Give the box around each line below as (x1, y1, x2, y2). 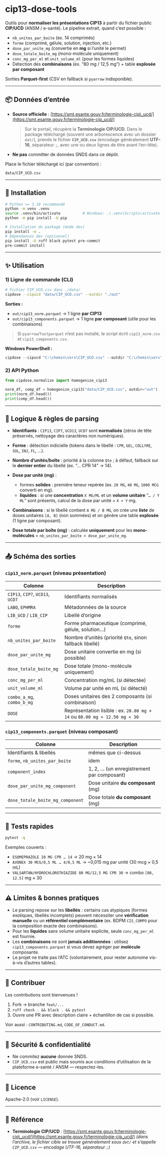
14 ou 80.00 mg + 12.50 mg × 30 (64, 713, 139, 720)
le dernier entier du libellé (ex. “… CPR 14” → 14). (12, 463, 113, 469)
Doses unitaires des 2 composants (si (64, 693, 152, 700)
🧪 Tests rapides (5, 822, 54, 831)
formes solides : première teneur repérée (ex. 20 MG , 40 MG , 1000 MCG (19, 482, 159, 488)
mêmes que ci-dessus (88, 749, 141, 756)
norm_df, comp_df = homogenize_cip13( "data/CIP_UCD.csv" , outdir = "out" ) (5, 387, 158, 392)
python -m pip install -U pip (5, 215, 68, 221)
